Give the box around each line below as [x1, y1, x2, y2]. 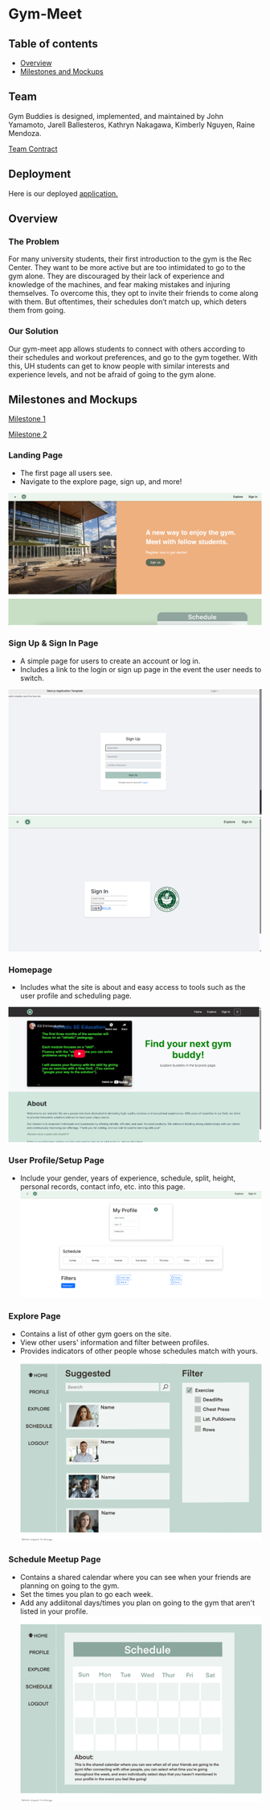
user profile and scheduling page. [19, 991, 133, 1000]
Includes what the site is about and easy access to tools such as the [19, 982, 246, 991]
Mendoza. [8, 128, 42, 137]
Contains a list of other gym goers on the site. [19, 1328, 172, 1339]
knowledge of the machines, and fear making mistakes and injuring [8, 280, 231, 289]
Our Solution [8, 326, 59, 337]
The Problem [8, 236, 60, 247]
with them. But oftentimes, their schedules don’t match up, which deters [8, 297, 247, 306]
